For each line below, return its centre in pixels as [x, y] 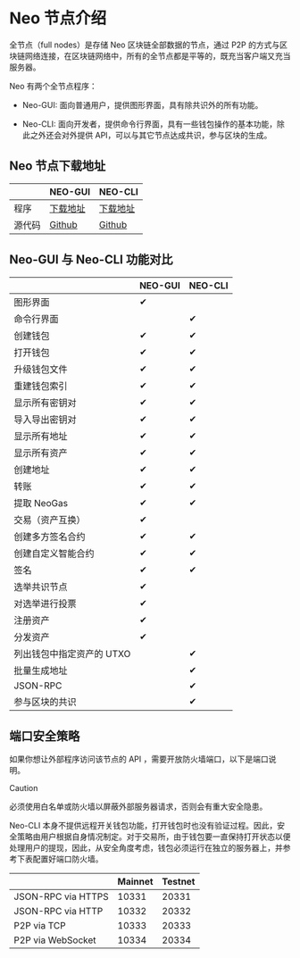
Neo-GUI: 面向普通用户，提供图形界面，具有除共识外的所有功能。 [142, 104]
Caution [24, 788]
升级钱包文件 [41, 369]
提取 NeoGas [41, 503]
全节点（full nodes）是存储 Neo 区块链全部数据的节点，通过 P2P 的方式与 [145, 45]
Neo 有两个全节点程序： [54, 86]
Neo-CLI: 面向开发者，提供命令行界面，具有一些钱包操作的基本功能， [150, 124]
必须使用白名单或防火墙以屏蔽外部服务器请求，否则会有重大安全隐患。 [138, 807]
